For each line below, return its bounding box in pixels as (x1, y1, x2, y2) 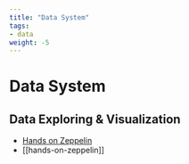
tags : (9, 21, 29, 30)
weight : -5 (9, 37, 50, 47)
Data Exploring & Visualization (9, 111, 181, 127)
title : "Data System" (9, 12, 90, 22)
